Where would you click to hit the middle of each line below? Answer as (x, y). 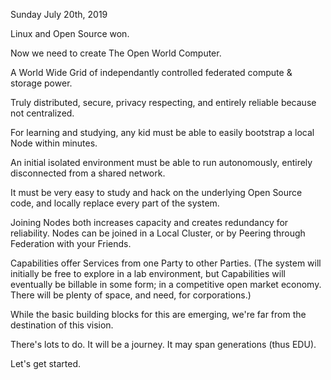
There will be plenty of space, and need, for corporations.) (131, 295)
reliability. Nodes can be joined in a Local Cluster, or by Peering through (158, 233)
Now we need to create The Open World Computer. (116, 53)
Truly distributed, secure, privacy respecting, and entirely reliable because (163, 102)
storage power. (41, 83)
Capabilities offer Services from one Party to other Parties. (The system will (166, 263)
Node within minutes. (54, 143)
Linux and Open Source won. (70, 33)
